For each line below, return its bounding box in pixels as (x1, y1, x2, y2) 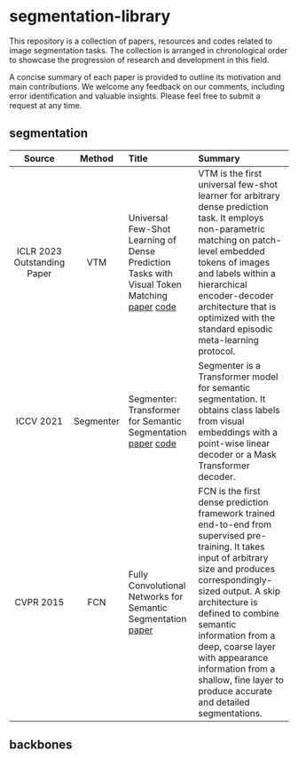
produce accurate (198, 684, 273, 697)
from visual (198, 415, 245, 427)
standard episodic (198, 323, 273, 335)
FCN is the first (198, 484, 261, 497)
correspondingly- (198, 573, 273, 586)
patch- (252, 234, 282, 246)
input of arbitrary (198, 551, 269, 563)
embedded (219, 244, 265, 257)
